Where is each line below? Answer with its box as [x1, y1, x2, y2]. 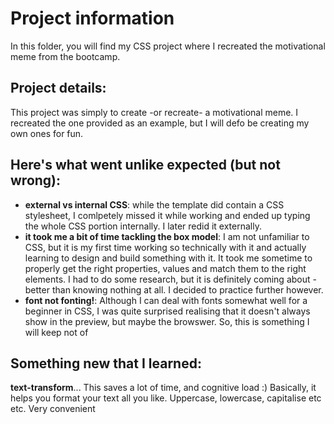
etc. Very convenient [10, 403, 96, 415]
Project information [10, 7, 175, 30]
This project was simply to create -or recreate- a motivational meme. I [10, 106, 299, 118]
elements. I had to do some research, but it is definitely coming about [24, 273, 311, 285]
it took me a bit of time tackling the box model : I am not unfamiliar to [24, 230, 310, 242]
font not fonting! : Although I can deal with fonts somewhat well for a [24, 294, 308, 306]
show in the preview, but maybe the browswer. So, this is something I [24, 315, 310, 327]
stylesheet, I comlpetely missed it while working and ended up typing [24, 209, 311, 221]
